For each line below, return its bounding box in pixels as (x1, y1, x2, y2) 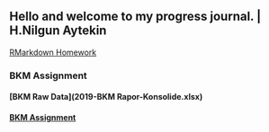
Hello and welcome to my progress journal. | (9, 9, 262, 24)
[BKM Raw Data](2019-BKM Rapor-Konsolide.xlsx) (9, 92, 203, 102)
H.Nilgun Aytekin (9, 23, 107, 39)
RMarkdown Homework (9, 47, 97, 57)
